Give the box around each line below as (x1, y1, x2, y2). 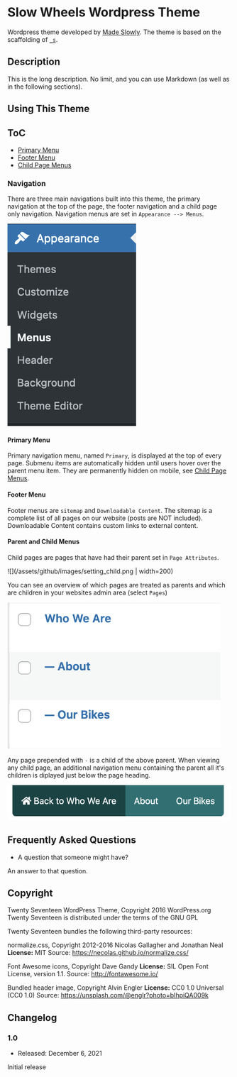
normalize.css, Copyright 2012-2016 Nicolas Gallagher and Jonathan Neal (7, 941, 224, 949)
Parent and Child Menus (7, 537, 80, 546)
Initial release (7, 1063, 46, 1071)
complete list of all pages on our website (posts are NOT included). (7, 514, 204, 522)
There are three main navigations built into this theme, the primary (7, 194, 201, 203)
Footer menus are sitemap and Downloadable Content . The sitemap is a (7, 506, 213, 514)
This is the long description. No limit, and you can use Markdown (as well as (7, 74, 230, 83)
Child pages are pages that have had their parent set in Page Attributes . (7, 553, 219, 561)
